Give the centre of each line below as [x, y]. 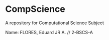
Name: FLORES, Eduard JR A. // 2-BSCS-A [49, 32]
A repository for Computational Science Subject [55, 23]
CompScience [35, 9]
